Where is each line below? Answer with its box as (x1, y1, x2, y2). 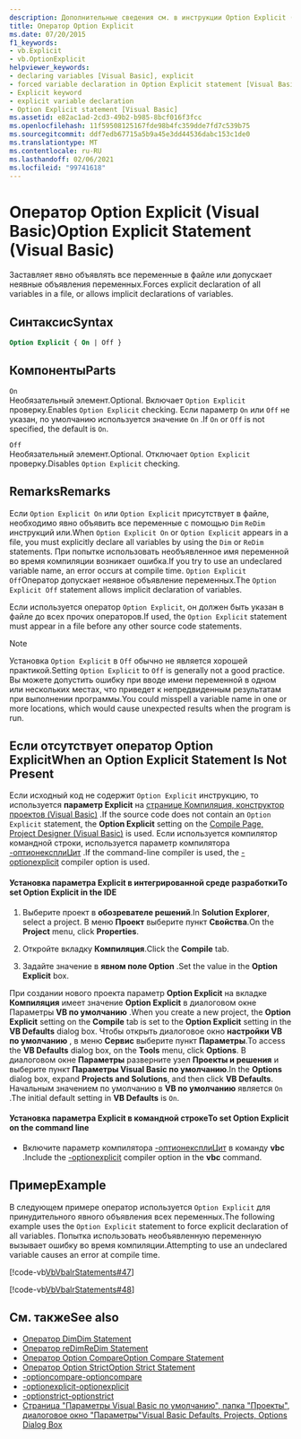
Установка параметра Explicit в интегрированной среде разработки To (9, 878, 288, 889)
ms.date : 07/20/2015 (9, 30, 87, 39)
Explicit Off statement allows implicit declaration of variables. (9, 584, 243, 594)
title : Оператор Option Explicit (9, 22, 134, 30)
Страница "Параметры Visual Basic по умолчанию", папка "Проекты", (21, 1400, 290, 1411)
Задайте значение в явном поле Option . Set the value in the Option (21, 960, 278, 971)
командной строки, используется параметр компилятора (9, 837, 230, 848)
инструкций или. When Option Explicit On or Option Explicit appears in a (9, 526, 288, 538)
